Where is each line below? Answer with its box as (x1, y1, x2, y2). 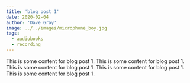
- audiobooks (11, 36, 44, 42)
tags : (6, 31, 20, 36)
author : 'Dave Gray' (6, 19, 57, 25)
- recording (11, 42, 41, 48)
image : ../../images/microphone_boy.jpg (6, 25, 108, 31)
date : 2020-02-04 (6, 14, 49, 20)
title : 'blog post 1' (6, 8, 60, 15)
